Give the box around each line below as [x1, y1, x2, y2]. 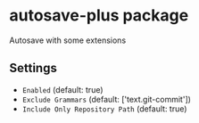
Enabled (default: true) [21, 84, 104, 94]
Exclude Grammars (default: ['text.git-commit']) [21, 94, 192, 104]
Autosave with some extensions [9, 35, 127, 45]
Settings [9, 61, 58, 76]
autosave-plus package [9, 5, 189, 26]
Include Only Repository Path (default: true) [21, 103, 187, 114]
